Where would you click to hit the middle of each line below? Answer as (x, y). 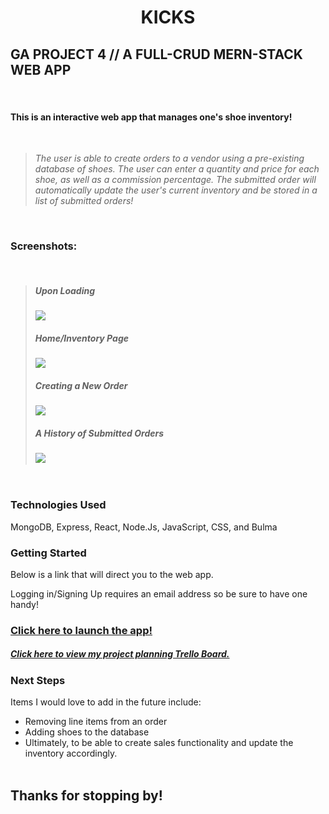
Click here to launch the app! (81, 630)
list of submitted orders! (84, 201)
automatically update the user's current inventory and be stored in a (176, 190)
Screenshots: (44, 246)
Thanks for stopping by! (86, 795)
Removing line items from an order (96, 722)
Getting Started (48, 553)
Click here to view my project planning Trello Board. (120, 654)
